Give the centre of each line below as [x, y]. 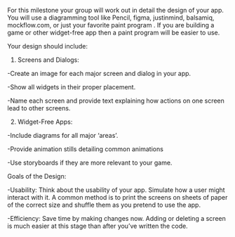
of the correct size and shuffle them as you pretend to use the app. [104, 205]
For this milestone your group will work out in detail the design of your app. [116, 10]
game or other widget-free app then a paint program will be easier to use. [114, 32]
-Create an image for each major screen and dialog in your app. [99, 73]
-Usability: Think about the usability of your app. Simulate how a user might [116, 190]
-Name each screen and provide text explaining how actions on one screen [116, 101]
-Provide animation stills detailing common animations [85, 149]
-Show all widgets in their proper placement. [72, 87]
